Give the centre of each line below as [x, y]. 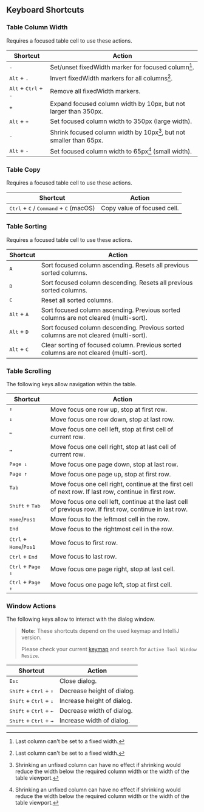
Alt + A [19, 314]
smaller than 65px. [76, 140]
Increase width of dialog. [95, 721]
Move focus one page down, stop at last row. [114, 464]
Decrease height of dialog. [97, 691]
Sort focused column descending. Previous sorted [113, 327]
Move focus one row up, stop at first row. [109, 409]
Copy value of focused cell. [140, 208]
